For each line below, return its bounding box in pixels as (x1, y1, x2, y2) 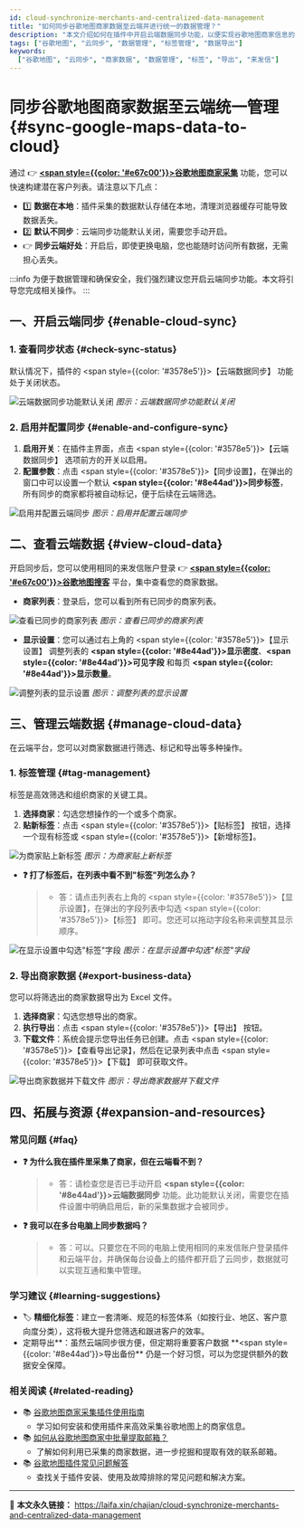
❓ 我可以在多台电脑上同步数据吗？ (22, 1220, 149, 1230)
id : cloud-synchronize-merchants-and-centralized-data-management (9, 13, 265, 23)
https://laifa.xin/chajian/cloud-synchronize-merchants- (74, 1499, 280, 1511)
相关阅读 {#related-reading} (9, 1385, 134, 1398)
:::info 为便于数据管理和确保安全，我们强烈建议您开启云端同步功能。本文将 (9, 273, 287, 284)
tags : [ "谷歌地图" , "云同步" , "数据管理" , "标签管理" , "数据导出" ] (9, 38, 243, 48)
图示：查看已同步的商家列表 (99, 614, 204, 625)
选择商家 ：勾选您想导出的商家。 (22, 1011, 142, 1022)
